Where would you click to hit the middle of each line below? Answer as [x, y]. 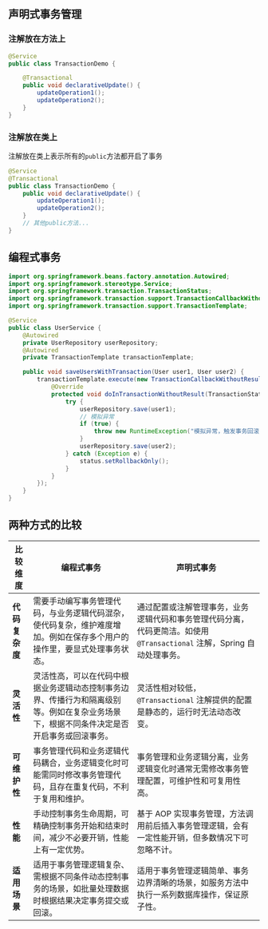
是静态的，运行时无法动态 [185, 712]
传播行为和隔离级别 [85, 700]
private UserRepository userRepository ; [91, 343]
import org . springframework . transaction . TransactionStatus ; [110, 291]
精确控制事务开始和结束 [77, 825]
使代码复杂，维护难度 [73, 625]
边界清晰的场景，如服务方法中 [193, 883]
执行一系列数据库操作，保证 [189, 895]
